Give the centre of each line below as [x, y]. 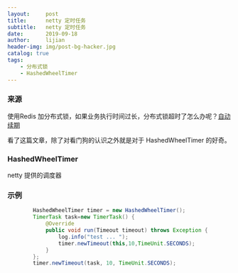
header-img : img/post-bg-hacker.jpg [61, 47]
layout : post [33, 14]
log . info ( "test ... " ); [93, 237]
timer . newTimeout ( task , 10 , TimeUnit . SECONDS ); [104, 263]
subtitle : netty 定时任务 [47, 27]
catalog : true [28, 54]
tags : [15, 60]
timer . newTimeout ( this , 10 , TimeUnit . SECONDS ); [126, 243]
